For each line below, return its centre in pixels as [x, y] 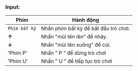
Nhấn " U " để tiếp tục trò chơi [77, 61]
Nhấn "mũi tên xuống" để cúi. [76, 45]
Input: [13, 7]
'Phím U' [18, 61]
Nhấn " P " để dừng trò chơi [74, 53]
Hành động [86, 20]
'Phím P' [18, 53]
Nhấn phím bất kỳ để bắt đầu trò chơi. [85, 29]
